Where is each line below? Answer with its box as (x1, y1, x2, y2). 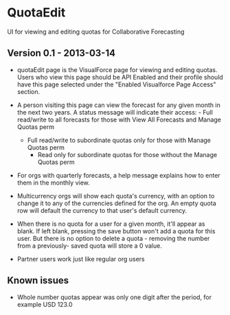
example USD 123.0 (16, 300, 73, 308)
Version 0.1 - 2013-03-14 (7, 47, 115, 59)
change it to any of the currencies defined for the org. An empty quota (16, 199, 216, 207)
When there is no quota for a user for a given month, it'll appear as (16, 220, 206, 228)
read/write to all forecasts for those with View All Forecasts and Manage (16, 115, 222, 124)
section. (16, 87, 41, 95)
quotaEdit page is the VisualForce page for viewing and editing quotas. (16, 65, 218, 73)
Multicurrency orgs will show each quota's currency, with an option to (16, 191, 215, 200)
